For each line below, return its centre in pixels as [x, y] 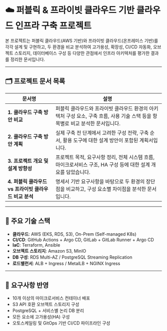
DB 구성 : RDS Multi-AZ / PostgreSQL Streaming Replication [72, 257]
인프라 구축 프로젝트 [53, 26]
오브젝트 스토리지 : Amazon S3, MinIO [49, 251]
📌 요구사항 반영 [27, 285]
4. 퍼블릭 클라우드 [27, 181]
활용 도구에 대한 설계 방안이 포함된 [100, 140]
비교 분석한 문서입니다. [95, 123]
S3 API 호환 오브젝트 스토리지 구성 [46, 305]
